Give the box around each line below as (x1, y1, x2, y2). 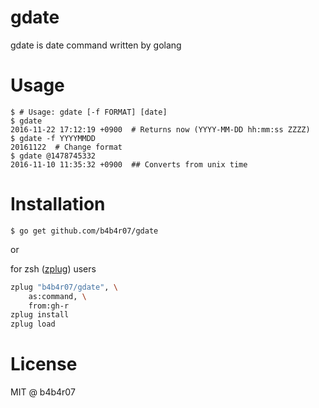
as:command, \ (28, 291, 87, 301)
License (10, 353, 78, 376)
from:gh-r (28, 301, 70, 311)
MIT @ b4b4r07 (10, 386, 76, 398)
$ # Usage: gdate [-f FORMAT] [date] (10, 107, 168, 117)
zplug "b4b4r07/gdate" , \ (10, 282, 118, 292)
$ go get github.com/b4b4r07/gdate (10, 226, 159, 236)
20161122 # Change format (10, 142, 123, 152)
